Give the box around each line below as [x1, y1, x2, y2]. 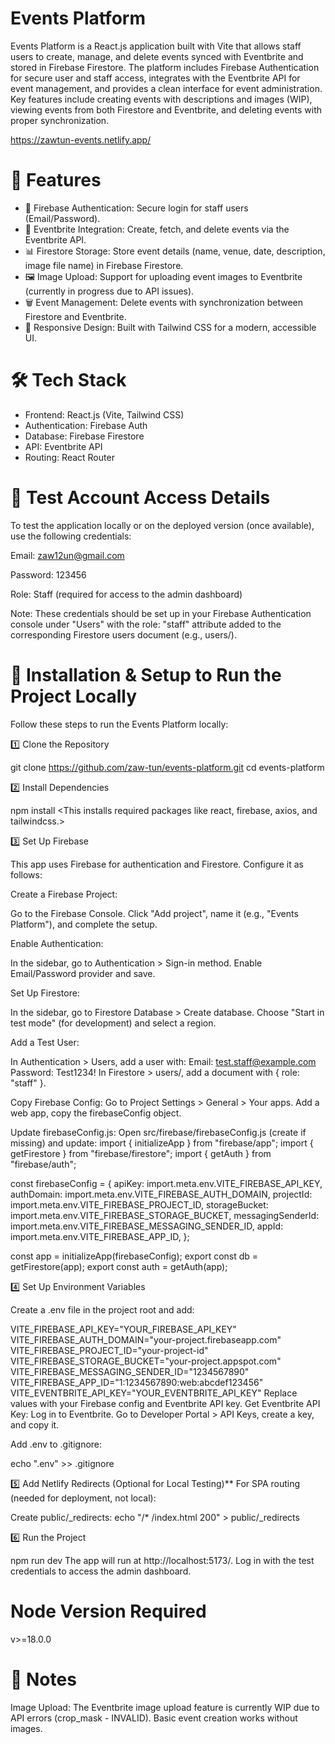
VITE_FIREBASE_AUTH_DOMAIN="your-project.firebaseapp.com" [10, 1333, 282, 1346]
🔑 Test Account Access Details [10, 487, 271, 509]
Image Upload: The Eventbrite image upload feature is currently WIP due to [10, 1701, 320, 1713]
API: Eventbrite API [24, 440, 103, 452]
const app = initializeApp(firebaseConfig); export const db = [10, 1250, 259, 1262]
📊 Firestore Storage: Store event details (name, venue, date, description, [24, 245, 326, 257]
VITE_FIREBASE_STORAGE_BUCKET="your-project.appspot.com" [10, 1355, 282, 1367]
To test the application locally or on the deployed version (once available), [10, 519, 315, 531]
